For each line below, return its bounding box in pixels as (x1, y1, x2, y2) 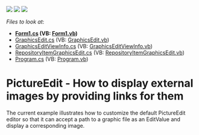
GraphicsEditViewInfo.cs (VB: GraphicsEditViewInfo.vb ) (14, 43, 153, 49)
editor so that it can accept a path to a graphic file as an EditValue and (6, 115, 181, 123)
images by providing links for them (6, 89, 184, 103)
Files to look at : (6, 18, 45, 25)
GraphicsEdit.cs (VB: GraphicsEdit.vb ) (14, 36, 110, 43)
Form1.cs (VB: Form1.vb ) (14, 30, 78, 37)
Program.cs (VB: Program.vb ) (14, 55, 89, 63)
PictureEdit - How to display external (6, 77, 194, 90)
